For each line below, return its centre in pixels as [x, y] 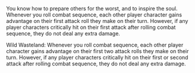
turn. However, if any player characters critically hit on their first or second [97, 57]
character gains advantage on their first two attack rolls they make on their [97, 51]
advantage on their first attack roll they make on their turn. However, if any [97, 21]
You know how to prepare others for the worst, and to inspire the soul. [92, 9]
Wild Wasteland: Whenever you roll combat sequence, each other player [95, 45]
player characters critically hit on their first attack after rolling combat [91, 27]
